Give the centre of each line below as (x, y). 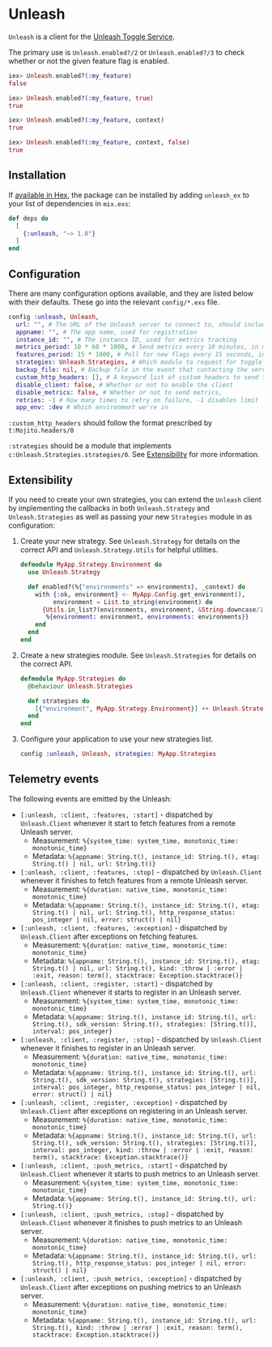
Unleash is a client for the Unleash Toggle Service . (92, 37)
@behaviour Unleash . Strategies (81, 686)
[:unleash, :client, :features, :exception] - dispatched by (124, 927)
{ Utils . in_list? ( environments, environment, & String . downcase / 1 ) (154, 610)
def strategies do (59, 701)
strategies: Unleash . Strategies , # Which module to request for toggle (139, 362)
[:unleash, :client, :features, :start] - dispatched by (116, 814)
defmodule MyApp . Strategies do (73, 679)
